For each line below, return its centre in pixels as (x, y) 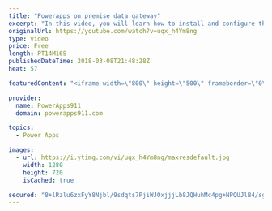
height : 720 (43, 172)
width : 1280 (43, 165)
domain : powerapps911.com (59, 113)
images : (21, 150)
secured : (23, 195)
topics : (21, 128)
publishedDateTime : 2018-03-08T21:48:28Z (79, 62)
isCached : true (49, 180)
